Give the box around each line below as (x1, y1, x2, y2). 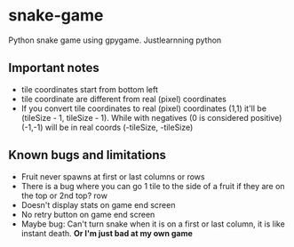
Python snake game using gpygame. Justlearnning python (8, 35, 222, 45)
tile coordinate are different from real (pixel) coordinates (20, 93, 227, 104)
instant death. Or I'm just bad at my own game (20, 227, 193, 238)
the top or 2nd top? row (20, 190, 108, 201)
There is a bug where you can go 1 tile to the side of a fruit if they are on (20, 180, 285, 191)
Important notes (8, 60, 99, 76)
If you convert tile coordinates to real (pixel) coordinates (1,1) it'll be (20, 103, 267, 114)
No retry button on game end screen (20, 209, 155, 219)
